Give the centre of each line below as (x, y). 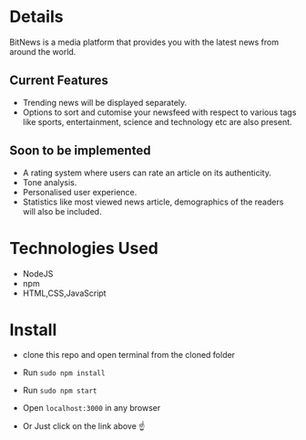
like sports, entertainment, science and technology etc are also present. (158, 121)
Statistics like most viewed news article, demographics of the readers (153, 202)
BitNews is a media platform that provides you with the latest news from (144, 42)
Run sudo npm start (60, 391)
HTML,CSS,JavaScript (64, 293)
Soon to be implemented (80, 151)
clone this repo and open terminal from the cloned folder (128, 355)
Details (36, 17)
